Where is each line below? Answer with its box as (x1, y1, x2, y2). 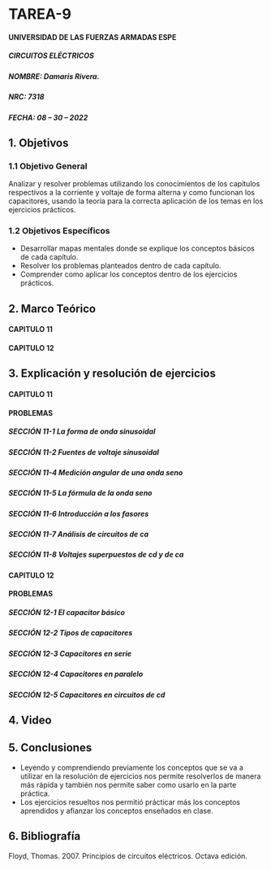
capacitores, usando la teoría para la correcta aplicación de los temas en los (8, 196, 264, 206)
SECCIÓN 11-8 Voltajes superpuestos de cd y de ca (8, 550, 184, 560)
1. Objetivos (8, 136, 69, 150)
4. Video (8, 713, 52, 727)
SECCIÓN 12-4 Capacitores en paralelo (8, 669, 144, 679)
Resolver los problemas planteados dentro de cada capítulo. (19, 261, 222, 271)
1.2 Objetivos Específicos (8, 225, 110, 237)
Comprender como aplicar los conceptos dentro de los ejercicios (19, 269, 238, 279)
